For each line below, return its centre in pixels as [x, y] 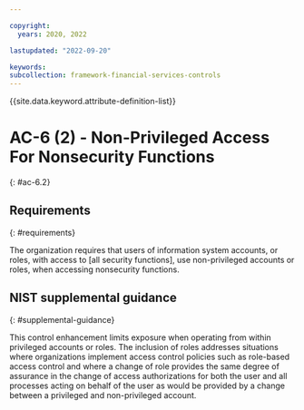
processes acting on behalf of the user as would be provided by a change [147, 386]
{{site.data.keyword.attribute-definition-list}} [93, 102]
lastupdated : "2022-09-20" [60, 51]
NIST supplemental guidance [93, 298]
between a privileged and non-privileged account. [103, 395]
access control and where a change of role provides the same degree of [144, 366]
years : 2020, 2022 [53, 34]
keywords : [28, 67]
